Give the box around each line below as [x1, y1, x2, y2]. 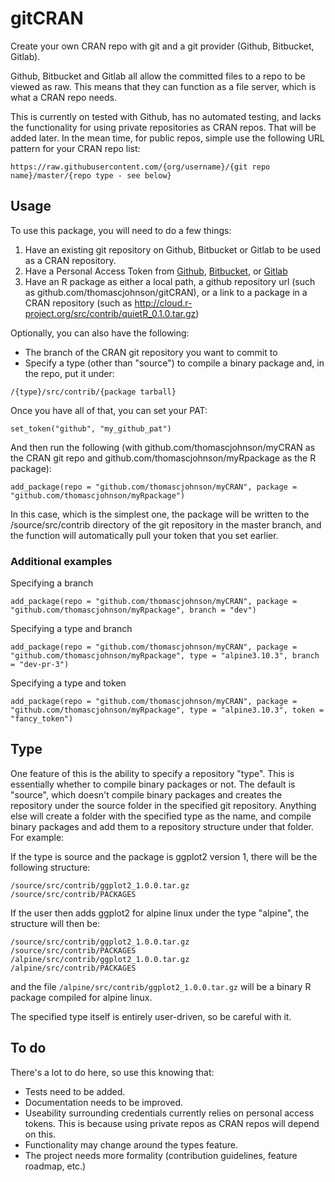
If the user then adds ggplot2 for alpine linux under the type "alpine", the [10, 907, 310, 919]
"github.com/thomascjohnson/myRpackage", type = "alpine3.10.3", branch [10, 651, 320, 661]
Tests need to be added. [24, 1085, 126, 1097]
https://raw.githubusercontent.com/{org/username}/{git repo [10, 162, 271, 172]
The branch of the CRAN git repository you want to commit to [24, 346, 278, 358]
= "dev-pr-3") [10, 660, 70, 670]
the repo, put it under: [24, 367, 115, 379]
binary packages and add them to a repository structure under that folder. [10, 820, 315, 832]
